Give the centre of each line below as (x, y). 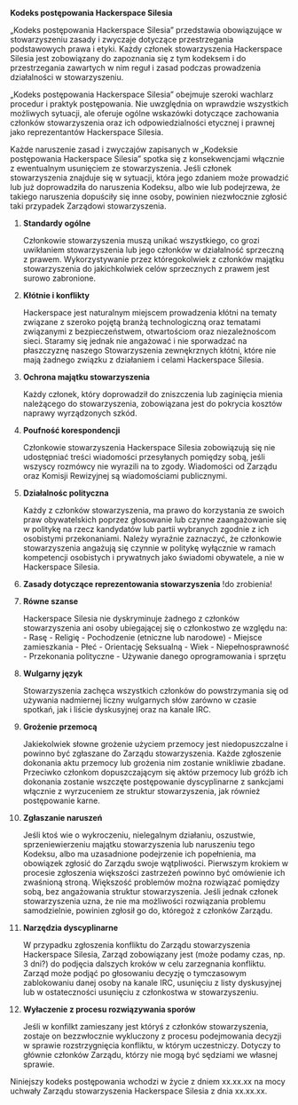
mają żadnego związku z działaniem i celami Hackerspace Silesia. (143, 360)
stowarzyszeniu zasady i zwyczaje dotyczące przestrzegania (122, 40)
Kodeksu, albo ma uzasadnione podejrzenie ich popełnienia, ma (139, 854)
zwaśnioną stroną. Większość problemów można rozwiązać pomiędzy (151, 882)
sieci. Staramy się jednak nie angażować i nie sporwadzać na (135, 341)
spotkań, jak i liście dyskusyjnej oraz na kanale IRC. (117, 709)
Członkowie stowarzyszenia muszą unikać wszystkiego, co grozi (141, 240)
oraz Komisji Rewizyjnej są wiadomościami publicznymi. (125, 476)
